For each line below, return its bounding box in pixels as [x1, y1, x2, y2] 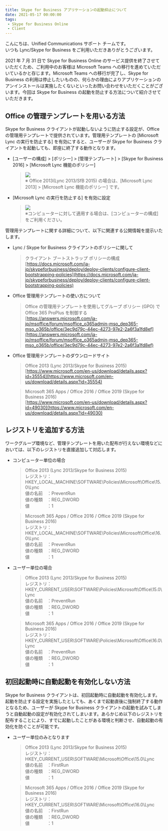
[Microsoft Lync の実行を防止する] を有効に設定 [12, 195, 111, 201]
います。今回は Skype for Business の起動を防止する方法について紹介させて [5, 89, 161, 95]
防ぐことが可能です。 [18, 723, 62, 729]
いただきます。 [5, 95, 36, 101]
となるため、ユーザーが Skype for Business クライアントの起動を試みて [5, 704, 153, 710]
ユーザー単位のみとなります [12, 734, 70, 740]
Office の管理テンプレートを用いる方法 [5, 111, 125, 120]
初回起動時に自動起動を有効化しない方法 [5, 678, 130, 686]
